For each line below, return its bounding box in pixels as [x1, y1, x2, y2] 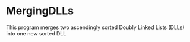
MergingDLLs [6, 4, 74, 18]
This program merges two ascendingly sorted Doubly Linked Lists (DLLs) [6, 24, 185, 31]
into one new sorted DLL [6, 30, 66, 37]
